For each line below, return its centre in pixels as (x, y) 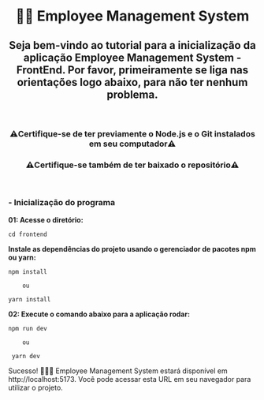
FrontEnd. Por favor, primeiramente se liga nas (132, 70)
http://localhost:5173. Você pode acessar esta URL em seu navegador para (130, 379)
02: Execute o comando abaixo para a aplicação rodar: (99, 314)
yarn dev (26, 356)
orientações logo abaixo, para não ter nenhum (132, 82)
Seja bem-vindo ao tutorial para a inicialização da (132, 45)
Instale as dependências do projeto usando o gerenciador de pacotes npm (132, 249)
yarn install (30, 299)
